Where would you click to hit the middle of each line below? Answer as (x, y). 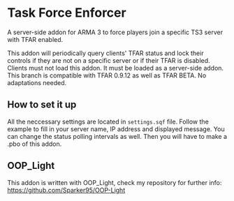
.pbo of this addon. (35, 144)
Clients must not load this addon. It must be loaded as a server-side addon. (116, 68)
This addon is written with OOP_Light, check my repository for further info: (115, 182)
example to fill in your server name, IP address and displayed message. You (116, 129)
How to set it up (42, 105)
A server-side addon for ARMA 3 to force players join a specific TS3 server (115, 32)
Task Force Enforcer (67, 13)
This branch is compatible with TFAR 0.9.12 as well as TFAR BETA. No (107, 75)
